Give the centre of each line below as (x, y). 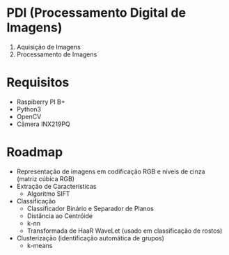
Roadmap (35, 152)
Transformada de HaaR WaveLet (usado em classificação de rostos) (125, 231)
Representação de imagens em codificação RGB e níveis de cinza (111, 171)
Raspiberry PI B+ (41, 102)
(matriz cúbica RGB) (45, 178)
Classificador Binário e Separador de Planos (90, 208)
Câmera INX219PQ (43, 124)
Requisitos (38, 83)
